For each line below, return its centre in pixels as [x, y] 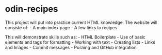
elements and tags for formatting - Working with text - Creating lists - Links [80, 42]
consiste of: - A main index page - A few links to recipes [61, 27]
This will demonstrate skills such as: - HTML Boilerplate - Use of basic [75, 37]
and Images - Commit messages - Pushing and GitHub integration [71, 47]
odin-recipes [32, 9]
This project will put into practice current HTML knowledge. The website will [81, 22]
